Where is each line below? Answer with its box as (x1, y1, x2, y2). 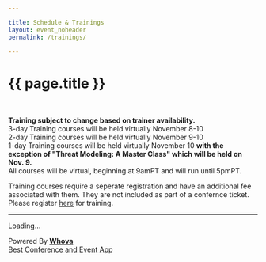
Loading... (8, 221, 41, 230)
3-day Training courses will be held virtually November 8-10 (8, 124, 204, 134)
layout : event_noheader (8, 25, 87, 34)
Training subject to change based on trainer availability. (8, 116, 196, 125)
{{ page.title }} (8, 74, 106, 92)
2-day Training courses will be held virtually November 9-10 (8, 132, 204, 142)
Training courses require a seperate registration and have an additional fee (8, 181, 252, 191)
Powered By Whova (8, 237, 74, 246)
